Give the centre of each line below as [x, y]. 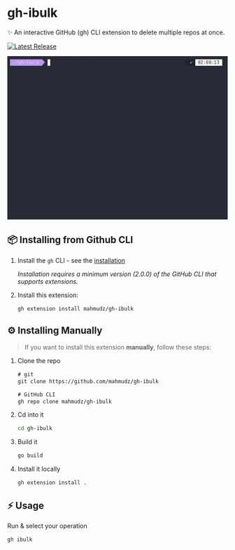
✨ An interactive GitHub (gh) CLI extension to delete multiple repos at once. [116, 32]
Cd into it [30, 415]
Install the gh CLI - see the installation [71, 260]
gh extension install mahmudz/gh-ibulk [76, 309]
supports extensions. [48, 281]
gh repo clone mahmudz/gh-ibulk [64, 402]
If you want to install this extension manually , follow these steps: [118, 348]
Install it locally [39, 469]
